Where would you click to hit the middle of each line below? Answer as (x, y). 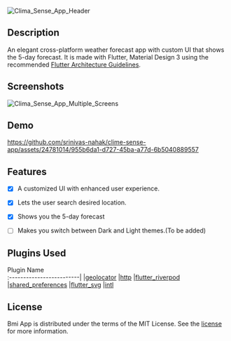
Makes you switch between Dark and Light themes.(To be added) (112, 230)
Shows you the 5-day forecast (61, 216)
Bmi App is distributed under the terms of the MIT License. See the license (115, 324)
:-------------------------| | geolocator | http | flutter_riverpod (94, 277)
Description (33, 33)
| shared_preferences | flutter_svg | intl (61, 285)
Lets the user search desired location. (72, 202)
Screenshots (36, 86)
